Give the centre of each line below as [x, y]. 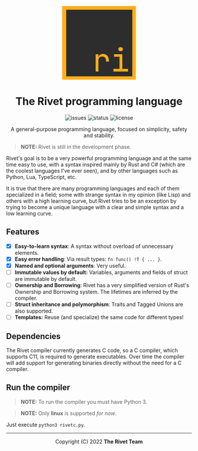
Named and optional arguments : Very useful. [70, 266]
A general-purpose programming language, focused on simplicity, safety [99, 129]
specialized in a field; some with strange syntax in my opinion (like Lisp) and [98, 194]
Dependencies [33, 336]
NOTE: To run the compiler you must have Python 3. [84, 402]
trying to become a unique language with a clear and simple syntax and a [95, 207]
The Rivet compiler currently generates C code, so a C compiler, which [92, 350]
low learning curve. [29, 213]
